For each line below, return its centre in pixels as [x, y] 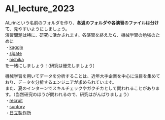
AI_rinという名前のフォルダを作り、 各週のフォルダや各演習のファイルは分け [82, 23]
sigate [16, 53]
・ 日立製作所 [18, 113]
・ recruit [14, 100]
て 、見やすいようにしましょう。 [37, 29]
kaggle [16, 47]
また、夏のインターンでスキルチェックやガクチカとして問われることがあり [81, 88]
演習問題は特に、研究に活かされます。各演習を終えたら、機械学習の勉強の [81, 35]
